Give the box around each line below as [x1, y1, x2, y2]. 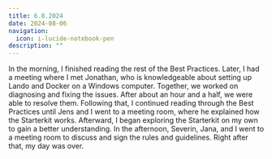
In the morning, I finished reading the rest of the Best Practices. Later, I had [8, 64, 260, 73]
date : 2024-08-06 [8, 19, 67, 27]
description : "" [8, 42, 63, 50]
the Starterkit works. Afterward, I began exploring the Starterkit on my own [8, 115, 258, 125]
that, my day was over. [8, 141, 84, 151]
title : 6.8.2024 [8, 11, 63, 20]
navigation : [8, 27, 49, 35]
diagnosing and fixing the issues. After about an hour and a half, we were [8, 90, 253, 99]
